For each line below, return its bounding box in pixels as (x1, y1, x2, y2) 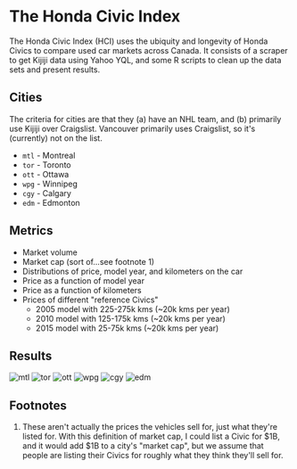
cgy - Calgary (21, 187, 71, 198)
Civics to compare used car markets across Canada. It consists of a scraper (9, 45, 288, 55)
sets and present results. (9, 64, 101, 75)
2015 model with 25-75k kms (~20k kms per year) (35, 323, 219, 333)
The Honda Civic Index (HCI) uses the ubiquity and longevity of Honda (9, 36, 268, 46)
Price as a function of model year (21, 275, 145, 286)
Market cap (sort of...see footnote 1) (21, 256, 154, 267)
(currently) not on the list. (9, 132, 103, 144)
